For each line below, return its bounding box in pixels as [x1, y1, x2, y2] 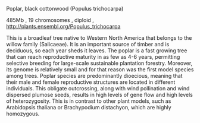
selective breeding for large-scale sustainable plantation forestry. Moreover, [6, 59, 193, 67]
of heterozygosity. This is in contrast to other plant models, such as [6, 97, 171, 105]
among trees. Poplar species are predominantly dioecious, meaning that [6, 72, 183, 79]
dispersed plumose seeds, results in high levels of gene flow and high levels [6, 92, 193, 98]
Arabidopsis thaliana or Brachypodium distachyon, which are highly [6, 104, 171, 111]
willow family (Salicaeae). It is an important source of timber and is [6, 41, 170, 48]
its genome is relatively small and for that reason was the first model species [6, 66, 194, 73]
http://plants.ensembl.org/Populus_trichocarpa [6, 23, 121, 30]
